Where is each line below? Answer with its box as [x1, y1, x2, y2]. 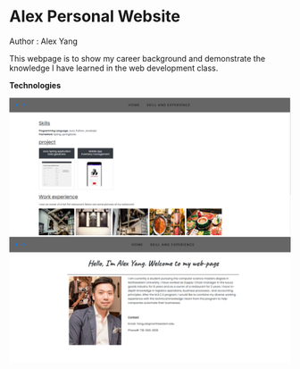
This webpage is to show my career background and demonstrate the [9, 53, 266, 63]
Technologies [9, 80, 62, 90]
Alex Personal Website [9, 6, 181, 27]
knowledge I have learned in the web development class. [9, 63, 219, 73]
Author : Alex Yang [9, 36, 79, 46]
